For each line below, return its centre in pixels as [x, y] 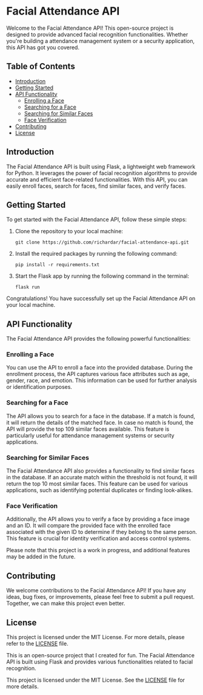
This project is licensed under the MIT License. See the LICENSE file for [96, 680]
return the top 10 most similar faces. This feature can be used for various [97, 484]
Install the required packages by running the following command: [96, 254]
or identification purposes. [39, 387]
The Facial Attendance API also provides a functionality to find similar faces [101, 471]
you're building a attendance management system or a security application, [101, 41]
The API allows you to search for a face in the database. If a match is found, [101, 416]
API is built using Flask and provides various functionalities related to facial [100, 662]
